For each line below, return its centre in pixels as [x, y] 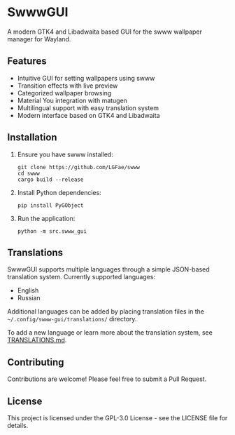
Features [27, 61]
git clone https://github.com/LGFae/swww [78, 167]
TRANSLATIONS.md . [37, 340]
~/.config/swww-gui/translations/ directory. [72, 319]
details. [18, 426]
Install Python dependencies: [59, 192]
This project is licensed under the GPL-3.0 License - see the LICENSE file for [117, 418]
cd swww [28, 173]
